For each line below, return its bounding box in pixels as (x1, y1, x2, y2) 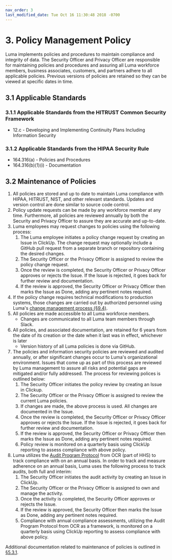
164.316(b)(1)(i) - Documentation (12, 162, 81, 168)
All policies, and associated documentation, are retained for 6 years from (12, 327, 167, 333)
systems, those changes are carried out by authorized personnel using (12, 299, 162, 306)
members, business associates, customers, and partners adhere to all (5, 68, 153, 74)
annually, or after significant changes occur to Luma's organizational (12, 354, 158, 361)
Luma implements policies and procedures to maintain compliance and (5, 51, 155, 57)
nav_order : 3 (5, 7, 33, 13)
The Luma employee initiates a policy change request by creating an (20, 234, 165, 241)
